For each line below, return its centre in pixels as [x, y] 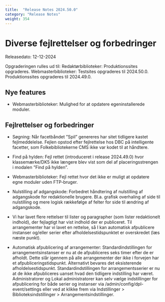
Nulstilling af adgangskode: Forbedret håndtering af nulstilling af [78, 191]
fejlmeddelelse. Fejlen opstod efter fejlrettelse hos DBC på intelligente [83, 142]
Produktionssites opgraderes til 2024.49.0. [49, 77]
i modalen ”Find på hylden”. [40, 167]
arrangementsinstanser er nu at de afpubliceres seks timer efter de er [83, 252]
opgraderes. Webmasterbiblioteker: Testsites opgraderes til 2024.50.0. [77, 71]
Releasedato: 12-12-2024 [31, 57]
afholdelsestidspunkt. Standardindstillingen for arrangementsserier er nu [86, 268]
